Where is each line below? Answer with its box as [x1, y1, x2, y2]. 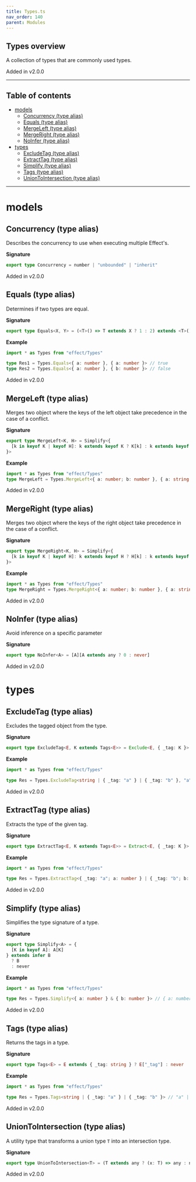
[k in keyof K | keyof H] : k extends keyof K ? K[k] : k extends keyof [11, 443, 190, 449]
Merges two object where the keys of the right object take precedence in [6, 519, 182, 526]
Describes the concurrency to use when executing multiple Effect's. [6, 240, 169, 246]
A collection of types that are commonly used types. [6, 57, 132, 64]
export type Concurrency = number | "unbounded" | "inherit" [6, 262, 158, 268]
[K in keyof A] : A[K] [11, 947, 64, 953]
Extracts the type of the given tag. [6, 820, 88, 827]
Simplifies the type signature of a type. [6, 919, 99, 926]
